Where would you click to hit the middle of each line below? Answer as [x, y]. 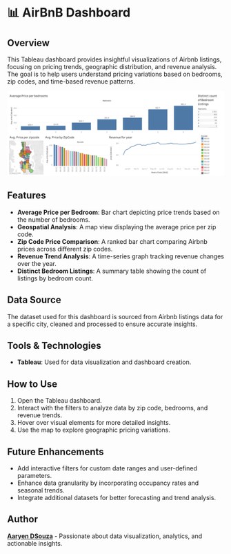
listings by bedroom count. [55, 278]
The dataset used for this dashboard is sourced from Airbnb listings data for [115, 316]
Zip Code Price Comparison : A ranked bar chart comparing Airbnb [112, 241]
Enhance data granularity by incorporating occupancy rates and [108, 483]
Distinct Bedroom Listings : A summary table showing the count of [112, 271]
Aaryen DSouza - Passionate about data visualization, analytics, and [104, 536]
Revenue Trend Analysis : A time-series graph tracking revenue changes [120, 256]
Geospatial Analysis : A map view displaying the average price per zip [117, 227]
